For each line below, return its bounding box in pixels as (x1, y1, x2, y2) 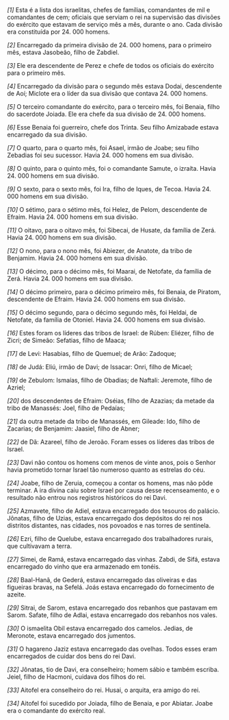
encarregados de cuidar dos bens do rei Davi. (7, 652, 136, 660)
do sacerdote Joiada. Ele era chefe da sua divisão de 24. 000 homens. (7, 110, 206, 118)
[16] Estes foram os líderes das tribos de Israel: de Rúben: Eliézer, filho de (7, 329, 214, 337)
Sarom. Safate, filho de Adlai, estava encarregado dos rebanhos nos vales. (7, 611, 217, 619)
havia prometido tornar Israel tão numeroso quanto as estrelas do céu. (7, 466, 205, 474)
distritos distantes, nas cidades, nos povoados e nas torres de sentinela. (7, 521, 211, 529)
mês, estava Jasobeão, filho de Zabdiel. (7, 48, 120, 56)
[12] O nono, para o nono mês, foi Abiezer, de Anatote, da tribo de (7, 247, 193, 254)
